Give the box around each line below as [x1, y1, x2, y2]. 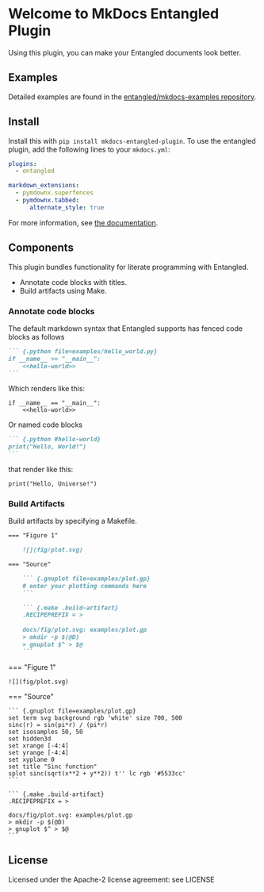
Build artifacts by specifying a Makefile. [8, 517, 137, 526]
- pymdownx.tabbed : [15, 196, 80, 205]
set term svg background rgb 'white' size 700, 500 [8, 713, 182, 722]
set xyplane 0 [8, 756, 55, 763]
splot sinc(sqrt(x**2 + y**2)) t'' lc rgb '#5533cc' [8, 769, 186, 778]
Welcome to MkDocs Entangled [8, 5, 220, 23]
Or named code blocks [8, 420, 83, 429]
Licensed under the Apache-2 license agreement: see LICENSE [8, 875, 216, 884]
